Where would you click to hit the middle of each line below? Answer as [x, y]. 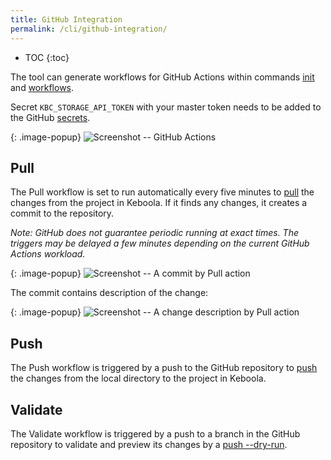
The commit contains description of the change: [109, 293]
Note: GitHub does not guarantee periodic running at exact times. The [155, 233]
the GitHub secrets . [50, 117]
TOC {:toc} [47, 57]
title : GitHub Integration [66, 19]
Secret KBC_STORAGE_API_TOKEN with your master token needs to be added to [166, 107]
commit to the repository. [62, 213]
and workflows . [42, 87]
